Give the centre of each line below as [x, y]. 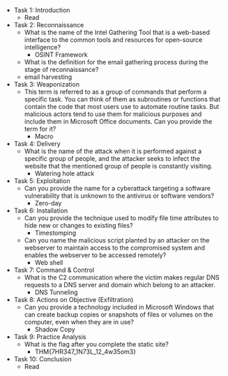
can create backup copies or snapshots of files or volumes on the [119, 314]
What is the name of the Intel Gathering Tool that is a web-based [117, 32]
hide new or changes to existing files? [79, 225]
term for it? [40, 129]
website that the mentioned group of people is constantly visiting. [118, 166]
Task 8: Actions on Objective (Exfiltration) [74, 299]
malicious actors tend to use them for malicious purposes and [113, 114]
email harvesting [48, 77]
